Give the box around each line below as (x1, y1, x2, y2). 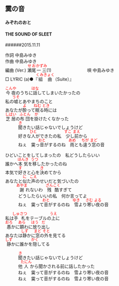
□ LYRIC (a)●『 (5, 76, 38, 82)
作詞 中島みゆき (5, 52, 37, 58)
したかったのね (37, 161, 68, 167)
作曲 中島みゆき (5, 58, 37, 64)
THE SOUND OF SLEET (5, 31, 52, 37)
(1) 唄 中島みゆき (46, 67, 115, 73)
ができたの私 (35, 133, 62, 139)
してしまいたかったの (37, 90, 80, 96)
